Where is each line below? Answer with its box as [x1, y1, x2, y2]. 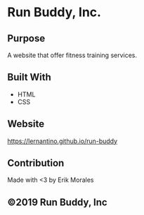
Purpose [7, 32, 46, 44]
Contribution [7, 157, 65, 169]
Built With [7, 71, 51, 83]
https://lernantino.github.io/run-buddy [7, 137, 118, 145]
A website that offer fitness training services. [7, 51, 138, 59]
